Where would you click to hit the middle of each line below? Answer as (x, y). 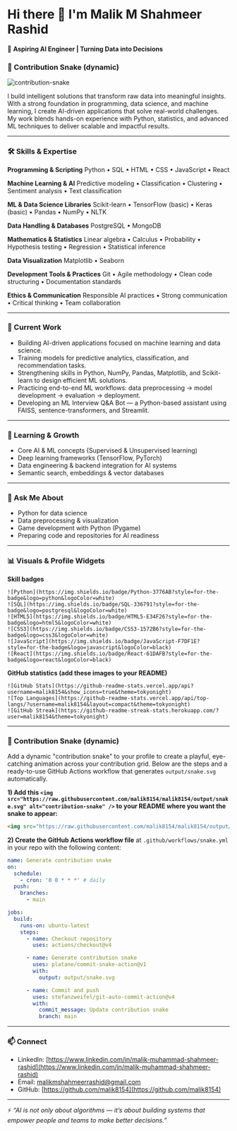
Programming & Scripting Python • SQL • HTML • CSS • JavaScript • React (119, 169)
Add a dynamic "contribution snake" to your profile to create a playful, (109, 757)
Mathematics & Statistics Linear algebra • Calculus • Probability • (104, 239)
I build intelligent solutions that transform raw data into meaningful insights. (117, 96)
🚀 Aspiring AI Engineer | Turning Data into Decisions (85, 49)
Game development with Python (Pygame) (79, 528)
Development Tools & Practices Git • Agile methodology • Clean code (110, 274)
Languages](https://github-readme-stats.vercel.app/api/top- (118, 698)
